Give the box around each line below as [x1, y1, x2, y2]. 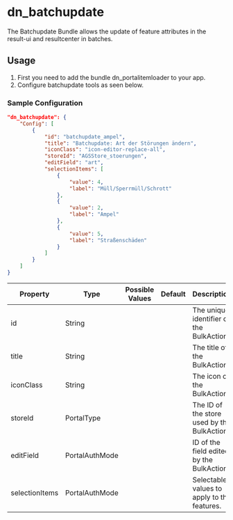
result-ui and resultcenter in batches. [7, 34, 113, 42]
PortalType [64, 413, 101, 423]
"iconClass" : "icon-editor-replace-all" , [44, 146, 166, 153]
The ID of [192, 400, 223, 409]
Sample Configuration [7, 98, 83, 108]
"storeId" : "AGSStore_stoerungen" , [44, 152, 148, 160]
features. [192, 501, 222, 510]
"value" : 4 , [69, 178, 104, 185]
